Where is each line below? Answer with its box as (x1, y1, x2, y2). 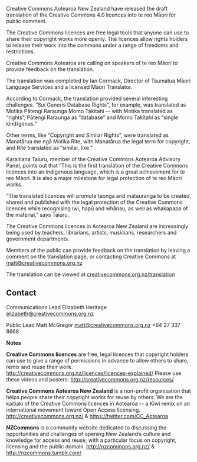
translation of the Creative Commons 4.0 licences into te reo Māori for (6, 11, 176, 18)
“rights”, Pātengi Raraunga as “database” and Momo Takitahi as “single (6, 114, 179, 121)
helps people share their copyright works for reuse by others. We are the (6, 393, 183, 400)
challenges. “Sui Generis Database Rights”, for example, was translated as (6, 101, 186, 108)
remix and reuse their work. (6, 363, 73, 370)
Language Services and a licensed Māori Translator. (6, 84, 133, 91)
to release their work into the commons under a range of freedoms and (6, 41, 179, 49)
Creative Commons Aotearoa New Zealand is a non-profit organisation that (6, 387, 191, 394)
